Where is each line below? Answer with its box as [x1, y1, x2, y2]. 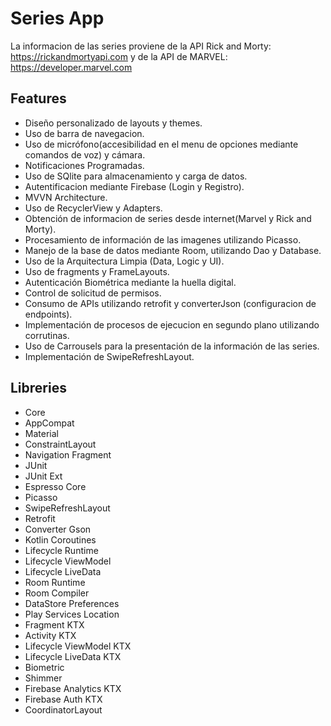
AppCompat [24, 417, 75, 429]
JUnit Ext [24, 470, 63, 482]
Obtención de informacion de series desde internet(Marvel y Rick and [24, 212, 312, 224]
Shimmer [24, 672, 63, 684]
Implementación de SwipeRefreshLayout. [24, 350, 195, 362]
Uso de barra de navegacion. [24, 127, 145, 139]
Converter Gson [24, 523, 92, 535]
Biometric [24, 661, 65, 673]
